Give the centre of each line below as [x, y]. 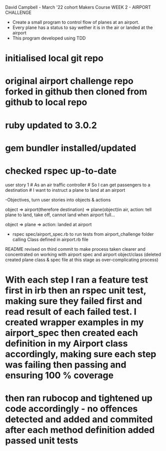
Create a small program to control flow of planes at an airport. [76, 22]
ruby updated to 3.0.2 [51, 125]
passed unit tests [42, 441]
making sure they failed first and [74, 301]
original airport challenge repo [69, 81]
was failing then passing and [66, 365]
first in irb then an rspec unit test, [76, 290]
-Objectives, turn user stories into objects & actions [58, 200]
